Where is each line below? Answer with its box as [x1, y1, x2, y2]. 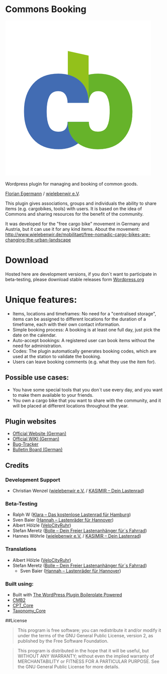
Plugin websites [5, 417, 56, 426]
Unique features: [5, 294, 77, 305]
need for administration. [12, 343, 62, 349]
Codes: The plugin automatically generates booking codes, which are [12, 348, 157, 354]
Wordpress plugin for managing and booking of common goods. [5, 181, 138, 187]
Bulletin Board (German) [12, 447, 63, 453]
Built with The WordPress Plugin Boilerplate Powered [12, 592, 122, 598]
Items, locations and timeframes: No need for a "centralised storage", [12, 310, 156, 316]
